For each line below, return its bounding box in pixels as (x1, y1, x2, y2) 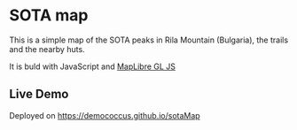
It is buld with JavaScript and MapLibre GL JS (9, 61, 176, 72)
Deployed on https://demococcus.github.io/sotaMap (9, 110, 201, 120)
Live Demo (9, 87, 69, 102)
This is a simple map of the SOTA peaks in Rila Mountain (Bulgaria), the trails (9, 34, 289, 45)
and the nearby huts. (9, 43, 86, 54)
